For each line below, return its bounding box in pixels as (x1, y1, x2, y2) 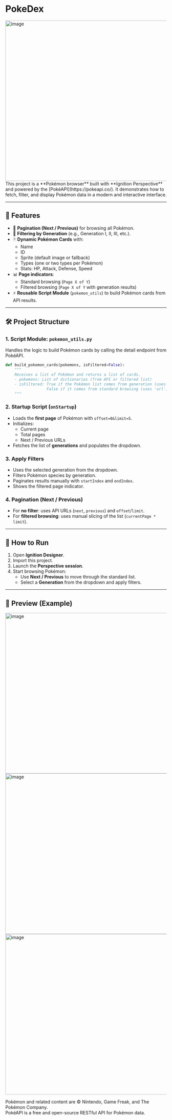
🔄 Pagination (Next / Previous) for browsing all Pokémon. (12, 225, 135, 231)
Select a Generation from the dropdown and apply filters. (20, 579, 142, 586)
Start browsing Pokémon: (12, 568, 67, 574)
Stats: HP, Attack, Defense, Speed (20, 265, 93, 271)
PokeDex (5, 3, 44, 15)
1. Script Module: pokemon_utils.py (5, 335, 92, 343)
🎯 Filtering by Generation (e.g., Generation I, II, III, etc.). (12, 230, 131, 236)
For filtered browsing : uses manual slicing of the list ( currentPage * (12, 513, 156, 519)
